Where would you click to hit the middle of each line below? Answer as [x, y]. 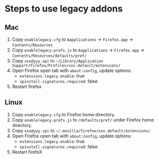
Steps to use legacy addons [64, 9]
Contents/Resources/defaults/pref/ [49, 56]
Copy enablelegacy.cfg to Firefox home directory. [63, 114]
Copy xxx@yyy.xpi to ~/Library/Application [58, 61]
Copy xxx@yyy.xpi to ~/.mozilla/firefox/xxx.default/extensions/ [81, 130]
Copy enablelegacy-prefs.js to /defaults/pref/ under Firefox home [83, 120]
